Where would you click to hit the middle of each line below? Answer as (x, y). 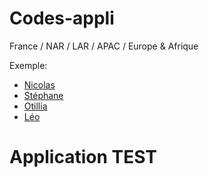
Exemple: (28, 65)
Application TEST (83, 157)
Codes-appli (62, 18)
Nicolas (39, 84)
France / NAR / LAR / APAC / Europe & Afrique (104, 46)
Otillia (35, 106)
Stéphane (43, 95)
